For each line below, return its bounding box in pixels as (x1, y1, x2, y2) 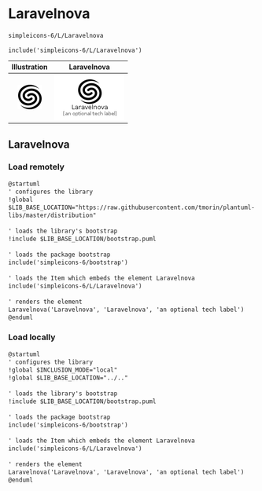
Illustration (11, 62, 49, 71)
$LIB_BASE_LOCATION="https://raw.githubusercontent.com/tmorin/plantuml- (8, 203, 256, 211)
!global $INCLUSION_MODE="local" (8, 366, 118, 374)
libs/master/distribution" (8, 211, 97, 219)
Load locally (8, 332, 56, 343)
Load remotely (8, 161, 65, 172)
